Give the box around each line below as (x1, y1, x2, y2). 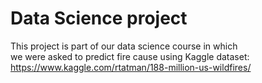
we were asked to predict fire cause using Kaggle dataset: (10, 50, 250, 62)
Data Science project (10, 7, 188, 30)
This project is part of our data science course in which (10, 40, 238, 52)
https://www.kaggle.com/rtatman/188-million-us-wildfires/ (10, 61, 252, 73)
